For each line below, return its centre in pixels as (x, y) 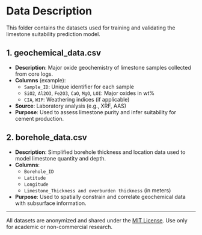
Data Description (49, 11)
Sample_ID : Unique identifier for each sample (79, 87)
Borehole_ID (39, 172)
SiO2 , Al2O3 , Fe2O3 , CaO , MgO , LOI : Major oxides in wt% (89, 93)
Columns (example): (40, 80)
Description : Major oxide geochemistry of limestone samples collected (103, 67)
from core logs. (34, 74)
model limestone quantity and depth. (60, 158)
